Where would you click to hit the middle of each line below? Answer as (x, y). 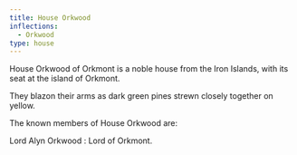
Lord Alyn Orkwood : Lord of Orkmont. (81, 140)
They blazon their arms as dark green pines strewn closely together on (141, 96)
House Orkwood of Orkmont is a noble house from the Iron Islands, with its (149, 69)
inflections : (34, 26)
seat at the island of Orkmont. (65, 79)
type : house (32, 43)
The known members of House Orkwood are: (94, 123)
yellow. (23, 106)
